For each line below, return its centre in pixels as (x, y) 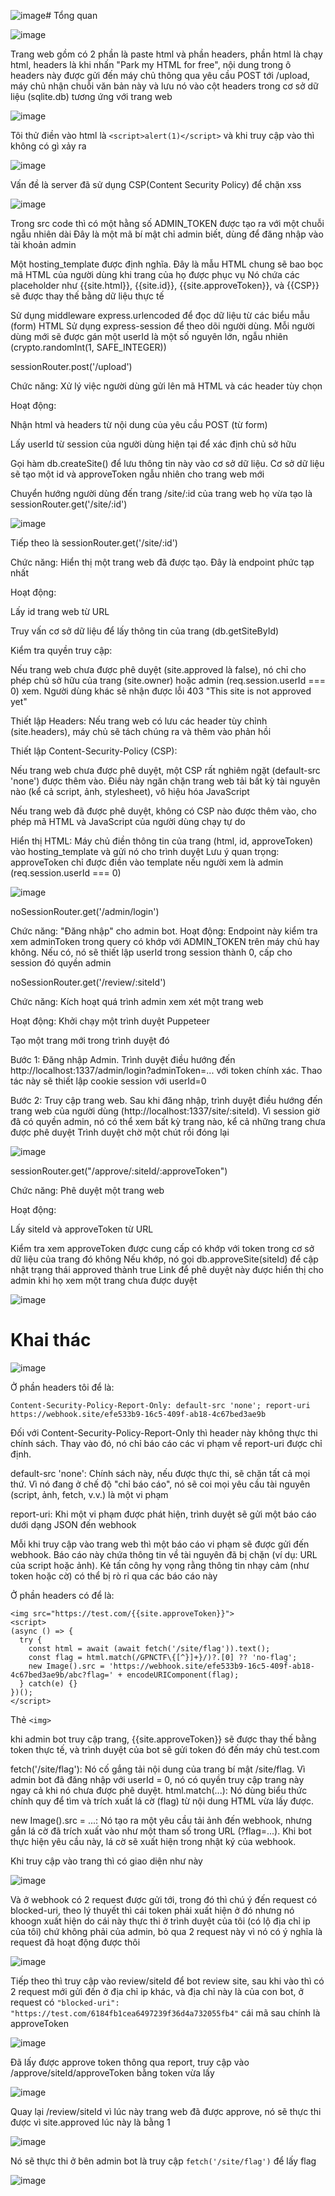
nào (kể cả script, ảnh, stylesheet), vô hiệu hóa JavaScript (130, 791)
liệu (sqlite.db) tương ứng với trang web (91, 96)
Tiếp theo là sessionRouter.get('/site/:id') (94, 543)
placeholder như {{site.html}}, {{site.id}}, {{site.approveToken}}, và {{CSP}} (165, 285)
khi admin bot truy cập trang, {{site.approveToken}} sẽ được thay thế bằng (163, 1739)
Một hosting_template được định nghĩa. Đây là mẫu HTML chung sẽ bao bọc (167, 264)
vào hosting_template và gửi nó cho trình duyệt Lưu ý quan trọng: (145, 851)
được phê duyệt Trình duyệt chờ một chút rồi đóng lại (120, 1132)
